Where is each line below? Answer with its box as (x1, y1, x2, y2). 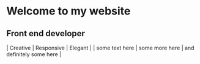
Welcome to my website (6, 4, 131, 18)
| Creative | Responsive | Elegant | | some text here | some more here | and (6, 44, 194, 51)
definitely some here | (6, 51, 62, 58)
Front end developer (6, 28, 86, 39)
